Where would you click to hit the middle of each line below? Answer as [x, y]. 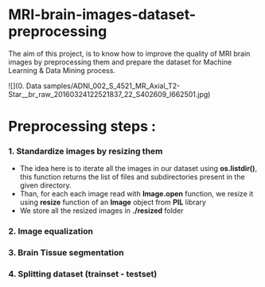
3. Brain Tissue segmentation [66, 253]
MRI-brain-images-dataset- [102, 15]
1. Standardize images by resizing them [86, 151]
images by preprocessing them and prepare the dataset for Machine [120, 62]
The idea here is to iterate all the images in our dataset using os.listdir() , [138, 169]
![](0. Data [25, 86]
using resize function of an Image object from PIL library [113, 202]
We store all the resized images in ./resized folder [102, 211]
